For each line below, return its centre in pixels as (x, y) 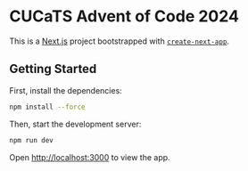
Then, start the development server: (75, 124)
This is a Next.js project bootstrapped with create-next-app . (120, 41)
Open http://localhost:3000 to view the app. (90, 157)
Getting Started (53, 69)
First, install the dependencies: (66, 90)
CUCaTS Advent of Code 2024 (124, 16)
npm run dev (31, 140)
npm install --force (48, 107)
